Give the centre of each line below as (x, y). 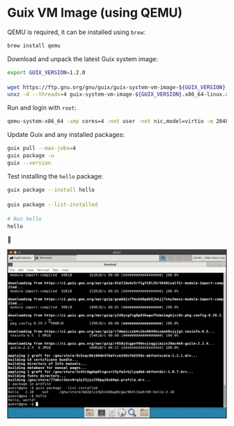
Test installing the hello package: (55, 176)
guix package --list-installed (53, 204)
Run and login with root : (42, 108)
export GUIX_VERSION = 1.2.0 (46, 72)
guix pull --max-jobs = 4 (42, 148)
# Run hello (24, 219)
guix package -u (31, 156)
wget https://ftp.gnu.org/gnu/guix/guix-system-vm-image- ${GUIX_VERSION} (117, 87)
